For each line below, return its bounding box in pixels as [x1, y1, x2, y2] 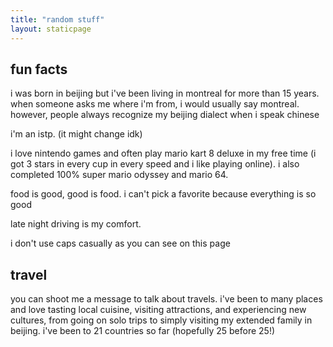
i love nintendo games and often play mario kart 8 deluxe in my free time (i [10, 147, 317, 160]
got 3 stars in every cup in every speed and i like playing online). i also [10, 158, 300, 170]
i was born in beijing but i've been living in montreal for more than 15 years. [10, 87, 320, 100]
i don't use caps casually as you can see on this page [10, 237, 231, 250]
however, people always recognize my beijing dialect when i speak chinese [10, 109, 320, 121]
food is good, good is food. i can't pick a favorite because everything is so [10, 188, 317, 200]
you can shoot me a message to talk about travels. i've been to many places [10, 293, 323, 305]
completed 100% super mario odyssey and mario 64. [10, 169, 229, 181]
